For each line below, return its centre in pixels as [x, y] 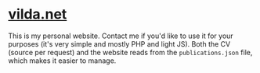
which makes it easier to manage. [62, 61]
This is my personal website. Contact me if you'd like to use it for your [121, 36]
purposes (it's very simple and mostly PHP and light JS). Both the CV [119, 43]
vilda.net [38, 14]
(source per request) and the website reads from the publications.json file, [130, 52]
